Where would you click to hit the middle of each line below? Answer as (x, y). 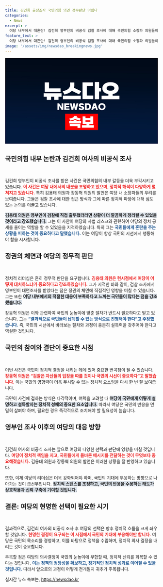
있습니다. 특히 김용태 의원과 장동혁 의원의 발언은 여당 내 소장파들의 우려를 (87, 193)
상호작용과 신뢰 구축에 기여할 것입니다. (41, 489)
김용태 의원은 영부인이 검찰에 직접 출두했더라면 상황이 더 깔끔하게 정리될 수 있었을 (81, 215)
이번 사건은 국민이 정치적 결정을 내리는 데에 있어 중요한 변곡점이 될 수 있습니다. (79, 370)
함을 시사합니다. (25, 240)
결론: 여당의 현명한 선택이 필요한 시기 (57, 506)
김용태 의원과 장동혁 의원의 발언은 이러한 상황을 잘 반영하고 (87, 461)
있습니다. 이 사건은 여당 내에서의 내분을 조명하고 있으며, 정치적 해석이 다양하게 (78, 187)
